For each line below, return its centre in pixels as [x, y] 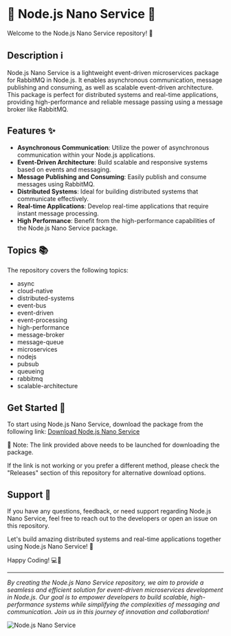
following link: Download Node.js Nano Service [74, 432]
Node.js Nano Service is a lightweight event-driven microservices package [113, 72]
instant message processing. [58, 213]
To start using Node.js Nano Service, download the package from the [105, 424]
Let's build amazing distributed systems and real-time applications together [114, 539]
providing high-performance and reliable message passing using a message [115, 102]
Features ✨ [31, 131]
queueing [31, 372]
